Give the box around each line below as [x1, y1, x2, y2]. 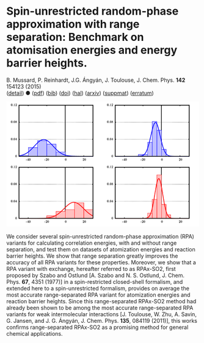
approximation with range [6, 17, 140, 31]
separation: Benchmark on [6, 31, 144, 44]
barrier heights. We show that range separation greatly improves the [6, 252, 178, 260]
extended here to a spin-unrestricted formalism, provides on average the [6, 285, 189, 292]
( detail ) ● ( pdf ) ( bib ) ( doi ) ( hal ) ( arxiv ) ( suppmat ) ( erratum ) [6, 89, 154, 96]
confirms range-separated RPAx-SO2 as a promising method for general [6, 323, 189, 331]
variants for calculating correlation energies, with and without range [6, 239, 177, 247]
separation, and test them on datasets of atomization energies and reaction [6, 246, 195, 253]
